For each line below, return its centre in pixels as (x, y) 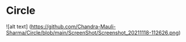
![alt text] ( (19, 26)
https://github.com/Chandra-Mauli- (73, 26)
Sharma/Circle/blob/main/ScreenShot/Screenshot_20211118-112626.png (92, 32)
